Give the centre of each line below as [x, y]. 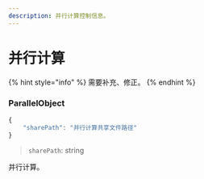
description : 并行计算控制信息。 [59, 16]
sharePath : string [56, 151]
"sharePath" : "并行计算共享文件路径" [80, 127]
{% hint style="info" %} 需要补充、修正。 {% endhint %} [102, 82]
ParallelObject [37, 103]
